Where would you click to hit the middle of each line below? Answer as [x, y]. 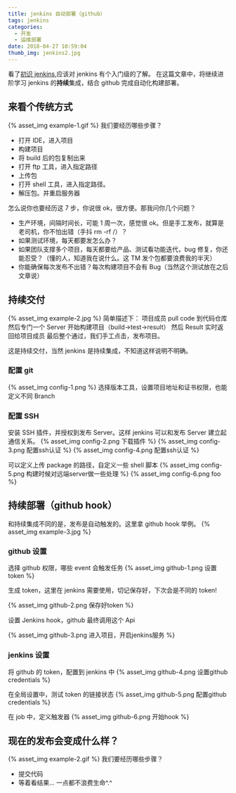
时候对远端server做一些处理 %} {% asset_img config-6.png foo [130, 474]
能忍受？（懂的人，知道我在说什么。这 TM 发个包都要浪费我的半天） [117, 258]
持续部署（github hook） [63, 506]
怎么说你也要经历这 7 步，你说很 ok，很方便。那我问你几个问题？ [102, 207]
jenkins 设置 [29, 655]
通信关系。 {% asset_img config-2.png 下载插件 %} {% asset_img [103, 441]
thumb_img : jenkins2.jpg [44, 53]
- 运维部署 [28, 40]
